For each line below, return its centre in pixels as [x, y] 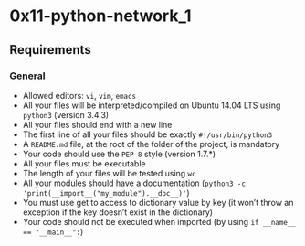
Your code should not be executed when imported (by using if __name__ [159, 221]
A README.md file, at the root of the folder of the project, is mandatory [151, 144]
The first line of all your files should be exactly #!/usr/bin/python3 [147, 134]
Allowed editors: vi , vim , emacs [79, 95]
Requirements [50, 50]
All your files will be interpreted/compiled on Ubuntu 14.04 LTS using [152, 105]
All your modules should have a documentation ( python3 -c [134, 183]
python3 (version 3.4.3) [66, 114]
